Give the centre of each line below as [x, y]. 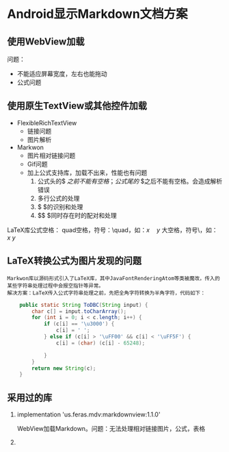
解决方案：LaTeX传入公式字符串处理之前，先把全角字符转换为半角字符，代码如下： [106, 293]
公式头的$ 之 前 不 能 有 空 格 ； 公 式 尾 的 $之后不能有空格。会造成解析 [130, 181]
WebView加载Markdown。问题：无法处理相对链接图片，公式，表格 [111, 429]
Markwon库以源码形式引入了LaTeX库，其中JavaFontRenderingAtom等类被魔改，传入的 [113, 278]
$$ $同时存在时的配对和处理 [77, 215]
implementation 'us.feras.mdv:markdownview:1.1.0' [89, 414]
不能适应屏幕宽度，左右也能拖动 [62, 74]
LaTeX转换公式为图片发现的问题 [75, 261]
